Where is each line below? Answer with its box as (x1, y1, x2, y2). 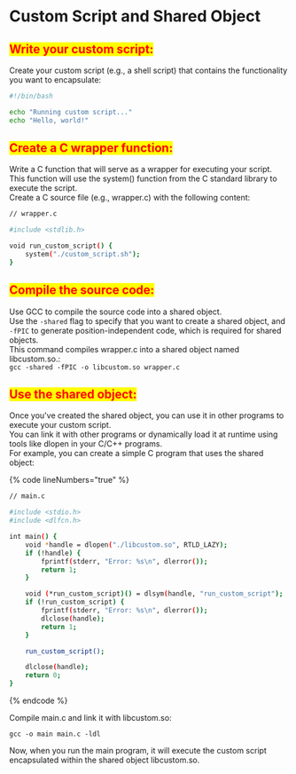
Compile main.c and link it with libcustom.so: (9, 713, 172, 723)
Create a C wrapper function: (9, 140, 174, 156)
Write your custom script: (9, 42, 154, 57)
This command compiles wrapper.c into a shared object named (9, 344, 239, 354)
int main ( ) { (9, 533, 58, 541)
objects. (9, 335, 39, 345)
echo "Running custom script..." (9, 107, 133, 116)
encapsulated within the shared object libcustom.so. (9, 754, 200, 765)
